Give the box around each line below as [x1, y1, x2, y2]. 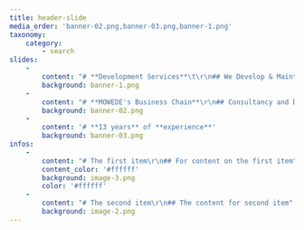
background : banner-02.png [42, 106, 144, 115]
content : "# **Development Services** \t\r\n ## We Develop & [42, 72, 273, 81]
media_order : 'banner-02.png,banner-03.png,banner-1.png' [9, 22, 233, 31]
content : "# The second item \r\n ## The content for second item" [42, 198, 294, 208]
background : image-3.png [42, 173, 136, 182]
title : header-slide [9, 13, 88, 23]
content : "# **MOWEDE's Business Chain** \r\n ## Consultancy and [42, 97, 290, 107]
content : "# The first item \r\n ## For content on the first [42, 156, 273, 166]
